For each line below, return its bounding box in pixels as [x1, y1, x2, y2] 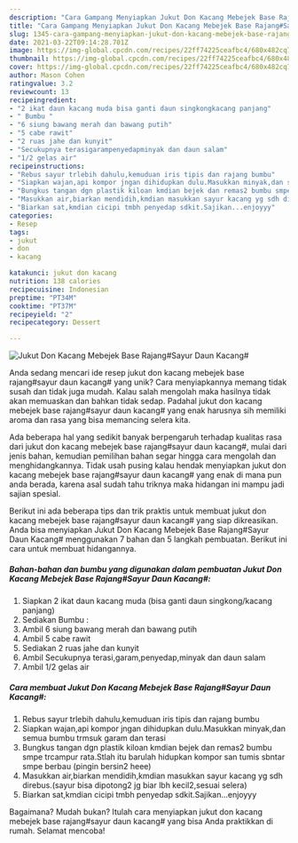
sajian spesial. [9, 489, 61, 499]
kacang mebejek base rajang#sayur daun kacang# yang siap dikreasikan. [9, 515, 278, 526]
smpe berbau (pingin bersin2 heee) [21, 761, 152, 772]
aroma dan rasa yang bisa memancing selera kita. [9, 415, 191, 425]
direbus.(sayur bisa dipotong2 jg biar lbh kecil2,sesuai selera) [21, 780, 247, 791]
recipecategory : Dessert [9, 318, 101, 327]
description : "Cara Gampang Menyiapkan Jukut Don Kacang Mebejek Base [9, 12, 276, 22]
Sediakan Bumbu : [21, 615, 90, 625]
